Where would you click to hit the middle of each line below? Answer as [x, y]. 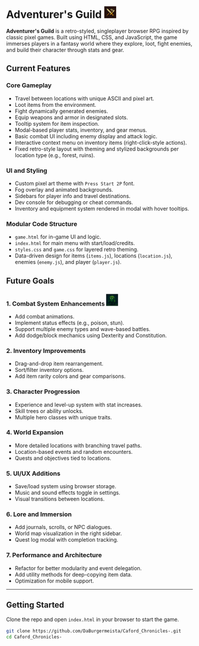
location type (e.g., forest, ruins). [55, 155]
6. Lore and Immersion [39, 514]
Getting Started [35, 605]
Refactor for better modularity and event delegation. [78, 568]
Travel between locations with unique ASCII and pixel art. [84, 98]
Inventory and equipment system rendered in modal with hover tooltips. [102, 208]
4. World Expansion [35, 432]
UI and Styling [27, 170]
